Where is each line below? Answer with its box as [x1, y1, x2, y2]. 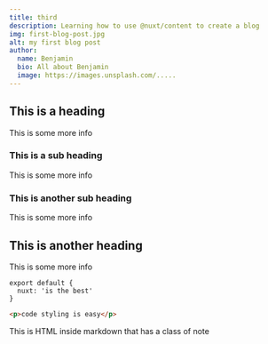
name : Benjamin [17, 54, 74, 63]
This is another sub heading [9, 192, 132, 204]
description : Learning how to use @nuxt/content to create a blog [9, 21, 260, 30]
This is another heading [9, 237, 144, 253]
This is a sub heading [9, 149, 103, 162]
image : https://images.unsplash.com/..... [17, 71, 177, 80]
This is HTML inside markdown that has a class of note [9, 325, 210, 336]
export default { [9, 278, 74, 287]
